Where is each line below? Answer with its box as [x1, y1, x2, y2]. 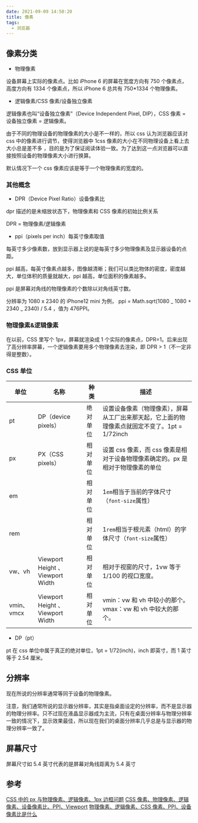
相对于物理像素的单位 [102, 463, 162, 472]
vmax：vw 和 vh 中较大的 [102, 605, 173, 613]
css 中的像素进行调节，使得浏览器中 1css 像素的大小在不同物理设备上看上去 [6, 137, 190, 144]
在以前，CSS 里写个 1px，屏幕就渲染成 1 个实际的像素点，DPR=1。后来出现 [6, 335, 188, 343]
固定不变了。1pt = [131, 422, 183, 430]
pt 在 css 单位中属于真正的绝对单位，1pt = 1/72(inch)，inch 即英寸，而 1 [6, 647, 180, 654]
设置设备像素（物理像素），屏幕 [102, 404, 189, 413]
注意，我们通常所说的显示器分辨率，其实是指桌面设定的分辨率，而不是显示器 [6, 702, 192, 709]
